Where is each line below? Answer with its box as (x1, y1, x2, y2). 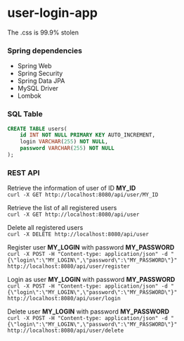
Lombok (17, 91, 42, 100)
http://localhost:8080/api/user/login (7, 295, 121, 302)
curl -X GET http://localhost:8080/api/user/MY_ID (7, 191, 159, 198)
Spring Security (17, 69, 63, 78)
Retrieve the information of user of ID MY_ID (7, 184, 136, 193)
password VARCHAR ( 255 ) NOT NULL (20, 145, 114, 152)
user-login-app (7, 5, 98, 21)
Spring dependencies (7, 46, 83, 56)
